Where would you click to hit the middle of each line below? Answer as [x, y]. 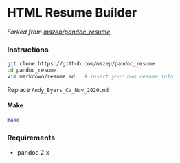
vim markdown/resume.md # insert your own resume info [90, 76]
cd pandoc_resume [32, 70]
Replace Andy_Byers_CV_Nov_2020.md [58, 89]
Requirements [31, 138]
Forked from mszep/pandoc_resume [59, 32]
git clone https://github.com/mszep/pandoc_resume [81, 64]
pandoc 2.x [33, 153]
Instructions [28, 50]
